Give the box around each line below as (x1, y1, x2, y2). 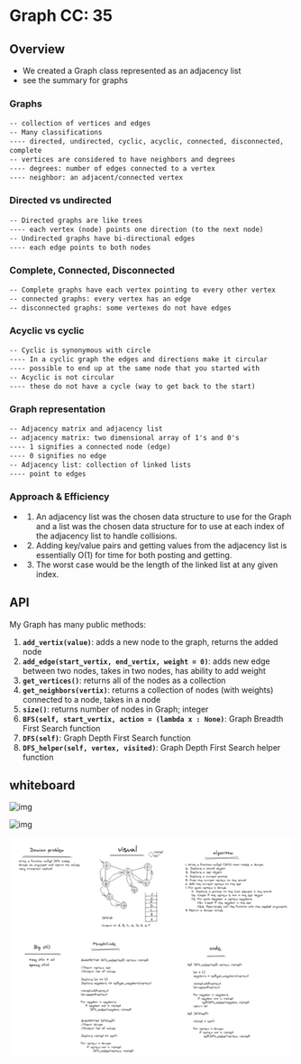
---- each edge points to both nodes (9, 243, 151, 252)
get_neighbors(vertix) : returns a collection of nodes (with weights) (22, 684, 274, 695)
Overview (9, 42, 66, 57)
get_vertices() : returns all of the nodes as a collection (22, 675, 226, 686)
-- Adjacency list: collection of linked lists (9, 461, 192, 470)
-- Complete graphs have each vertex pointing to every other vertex (9, 285, 277, 294)
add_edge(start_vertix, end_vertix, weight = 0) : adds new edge (22, 656, 270, 667)
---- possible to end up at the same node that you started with (9, 364, 260, 373)
